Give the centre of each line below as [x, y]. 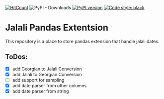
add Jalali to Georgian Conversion [47, 74]
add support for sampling [38, 80]
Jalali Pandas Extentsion [57, 28]
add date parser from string [41, 91]
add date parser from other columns [49, 85]
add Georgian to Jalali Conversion [47, 69]
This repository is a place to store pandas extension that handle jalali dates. [82, 41]
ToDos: [17, 57]
